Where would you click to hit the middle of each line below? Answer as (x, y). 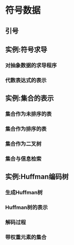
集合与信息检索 (23, 159)
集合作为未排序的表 (28, 114)
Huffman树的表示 (26, 207)
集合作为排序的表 (26, 129)
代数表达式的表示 (26, 80)
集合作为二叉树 (23, 144)
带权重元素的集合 (26, 237)
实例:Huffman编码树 (37, 177)
